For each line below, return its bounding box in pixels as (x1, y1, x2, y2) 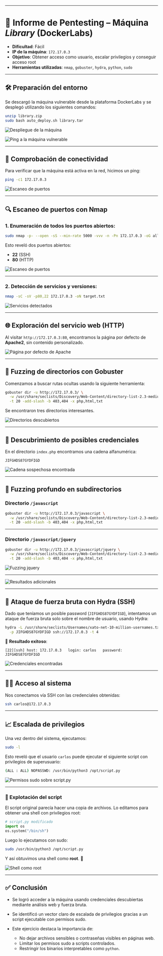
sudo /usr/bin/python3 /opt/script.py (5, 847, 83, 851)
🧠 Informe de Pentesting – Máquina (5, 18, 149, 28)
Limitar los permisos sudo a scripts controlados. (19, 940, 115, 946)
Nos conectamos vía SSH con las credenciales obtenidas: (5, 692, 120, 698)
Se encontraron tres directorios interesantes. (5, 408, 95, 414)
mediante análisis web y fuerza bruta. (12, 902, 87, 907)
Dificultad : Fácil (12, 43, 45, 49)
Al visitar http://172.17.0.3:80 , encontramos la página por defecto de (5, 334, 146, 340)
